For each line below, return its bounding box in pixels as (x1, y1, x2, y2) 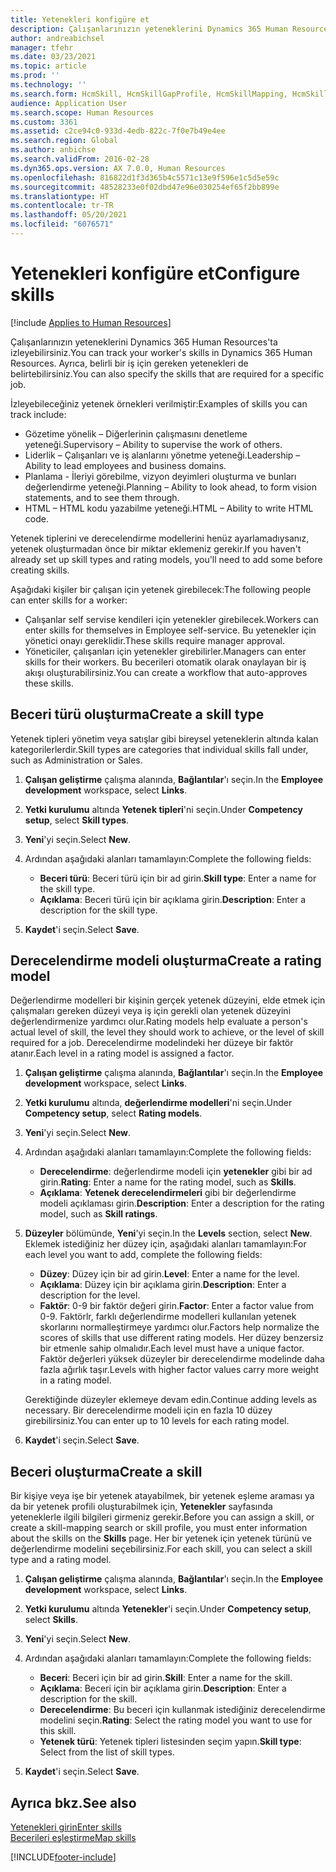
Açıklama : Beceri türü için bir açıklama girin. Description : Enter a (39, 893, 307, 905)
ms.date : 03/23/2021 (10, 52, 97, 62)
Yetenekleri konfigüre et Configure (10, 262, 301, 285)
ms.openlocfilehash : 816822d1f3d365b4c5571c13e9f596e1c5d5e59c (10, 172, 280, 183)
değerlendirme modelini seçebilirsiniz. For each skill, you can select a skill (10, 1543, 313, 1555)
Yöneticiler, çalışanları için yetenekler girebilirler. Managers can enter (24, 645, 307, 657)
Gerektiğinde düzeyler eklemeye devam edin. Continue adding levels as (24, 1394, 318, 1406)
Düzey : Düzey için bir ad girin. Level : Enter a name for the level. (39, 1268, 300, 1280)
